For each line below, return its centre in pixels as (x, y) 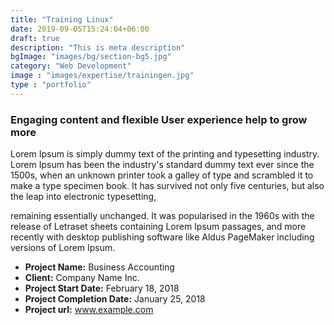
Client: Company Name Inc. (82, 278)
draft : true (35, 38)
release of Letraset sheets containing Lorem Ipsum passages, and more (158, 227)
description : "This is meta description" (98, 47)
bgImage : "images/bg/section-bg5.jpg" (91, 57)
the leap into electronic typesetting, (83, 197)
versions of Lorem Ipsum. (63, 248)
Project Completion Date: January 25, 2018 (115, 299)
